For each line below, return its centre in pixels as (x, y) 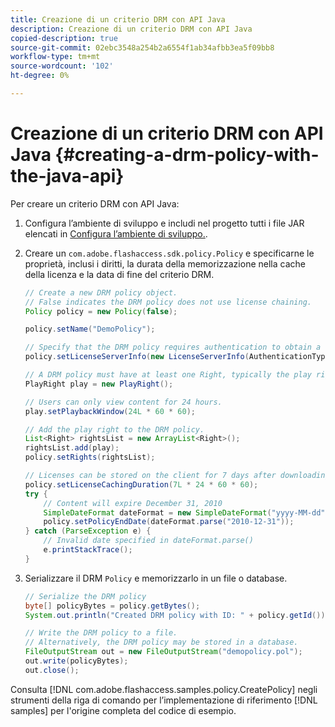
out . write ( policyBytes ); (76, 661)
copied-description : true (64, 38)
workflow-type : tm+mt (55, 57)
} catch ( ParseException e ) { (88, 531)
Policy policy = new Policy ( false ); (101, 311)
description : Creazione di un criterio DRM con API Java (131, 29)
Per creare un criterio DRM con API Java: (95, 203)
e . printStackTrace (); (88, 550)
